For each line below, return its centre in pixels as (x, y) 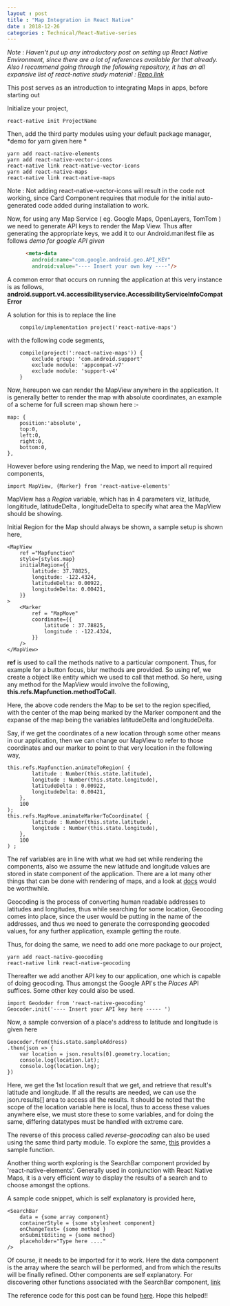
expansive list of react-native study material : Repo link (85, 75)
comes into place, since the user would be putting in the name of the (104, 916)
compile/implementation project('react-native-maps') (98, 327)
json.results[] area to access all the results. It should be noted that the (106, 1099)
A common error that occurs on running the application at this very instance (115, 279)
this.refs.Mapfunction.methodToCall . (62, 691)
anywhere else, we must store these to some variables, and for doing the (111, 1114)
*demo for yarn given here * (47, 141)
